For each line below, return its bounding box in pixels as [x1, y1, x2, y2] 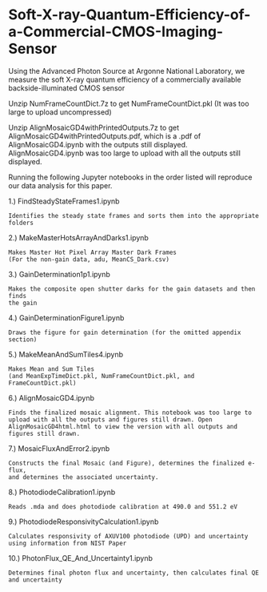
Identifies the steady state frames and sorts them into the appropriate [8, 211, 260, 219]
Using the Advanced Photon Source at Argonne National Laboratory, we [8, 66, 245, 75]
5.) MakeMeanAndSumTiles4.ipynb [8, 349, 124, 359]
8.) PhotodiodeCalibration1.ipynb [8, 487, 116, 497]
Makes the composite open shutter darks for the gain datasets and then [8, 284, 256, 293]
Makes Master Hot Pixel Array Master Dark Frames [8, 248, 177, 256]
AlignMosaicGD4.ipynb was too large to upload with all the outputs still [8, 148, 241, 158]
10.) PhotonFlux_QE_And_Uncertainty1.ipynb [8, 553, 153, 562]
